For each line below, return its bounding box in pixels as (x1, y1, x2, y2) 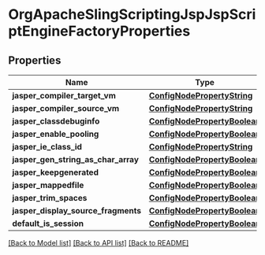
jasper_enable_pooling (12, 128, 99, 139)
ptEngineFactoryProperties (8, 22, 191, 40)
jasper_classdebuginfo (12, 116, 100, 127)
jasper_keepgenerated (12, 167, 99, 178)
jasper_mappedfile (12, 179, 84, 190)
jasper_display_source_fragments (12, 205, 142, 216)
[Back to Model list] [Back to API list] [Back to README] (8, 238, 189, 247)
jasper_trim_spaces (12, 193, 88, 203)
